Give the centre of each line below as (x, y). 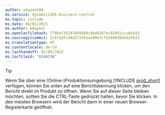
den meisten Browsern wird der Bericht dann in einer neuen (67, 102)
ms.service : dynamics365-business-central (50, 15)
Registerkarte (19, 107)
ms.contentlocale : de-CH (31, 47)
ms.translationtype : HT (30, 43)
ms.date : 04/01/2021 (27, 24)
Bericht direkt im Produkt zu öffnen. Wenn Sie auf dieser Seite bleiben (77, 91)
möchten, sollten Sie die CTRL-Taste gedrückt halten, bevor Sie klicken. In (81, 96)
